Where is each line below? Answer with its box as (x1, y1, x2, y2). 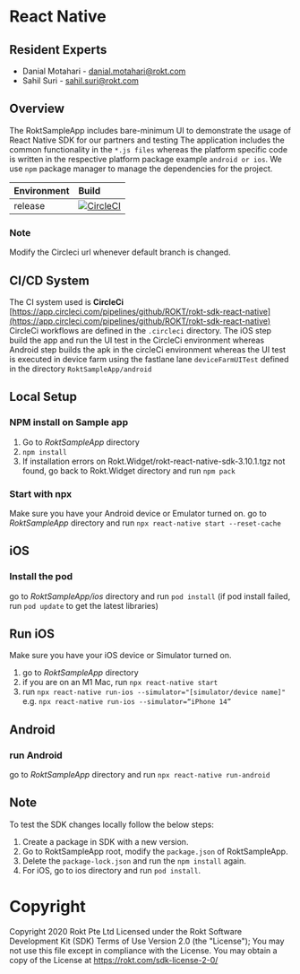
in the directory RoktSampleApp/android (9, 363, 152, 374)
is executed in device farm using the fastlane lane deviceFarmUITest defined (9, 353, 289, 364)
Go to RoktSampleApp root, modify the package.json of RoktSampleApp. (21, 846, 288, 857)
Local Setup (9, 389, 78, 404)
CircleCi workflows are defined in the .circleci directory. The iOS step (9, 325, 271, 335)
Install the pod (9, 570, 73, 583)
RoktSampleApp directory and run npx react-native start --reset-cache (9, 517, 282, 528)
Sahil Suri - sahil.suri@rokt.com (21, 75, 139, 86)
